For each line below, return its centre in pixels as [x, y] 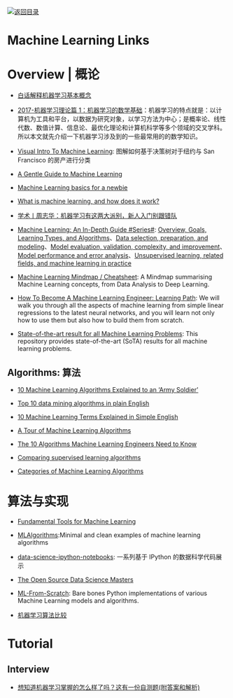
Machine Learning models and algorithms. [78, 600]
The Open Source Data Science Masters [76, 579]
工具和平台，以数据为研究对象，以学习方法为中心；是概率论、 [125, 119]
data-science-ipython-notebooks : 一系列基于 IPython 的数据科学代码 [116, 557]
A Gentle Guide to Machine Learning [70, 174]
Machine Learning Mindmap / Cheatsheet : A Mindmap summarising [115, 277]
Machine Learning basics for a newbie [72, 188]
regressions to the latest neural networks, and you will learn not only [116, 313]
